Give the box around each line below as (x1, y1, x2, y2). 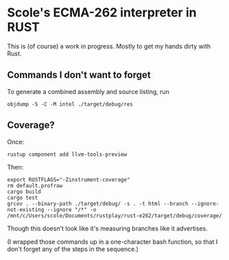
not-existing (7, 206, 45, 213)
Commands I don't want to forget (7, 69, 151, 81)
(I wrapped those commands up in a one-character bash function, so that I (7, 237, 218, 246)
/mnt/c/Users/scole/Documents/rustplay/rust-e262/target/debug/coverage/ (7, 212, 223, 219)
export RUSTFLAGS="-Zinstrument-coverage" (7, 176, 130, 183)
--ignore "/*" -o (47, 206, 97, 213)
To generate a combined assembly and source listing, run (7, 87, 170, 95)
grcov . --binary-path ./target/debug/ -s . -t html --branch (7, 200, 189, 207)
